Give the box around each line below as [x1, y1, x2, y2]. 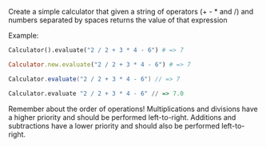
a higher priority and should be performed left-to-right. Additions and [8, 112, 236, 122]
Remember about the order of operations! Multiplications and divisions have [8, 104, 258, 113]
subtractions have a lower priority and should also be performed [8, 121, 220, 130]
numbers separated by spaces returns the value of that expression [8, 15, 228, 25]
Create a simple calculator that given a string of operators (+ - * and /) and [8, 7, 254, 16]
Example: [8, 31, 39, 40]
